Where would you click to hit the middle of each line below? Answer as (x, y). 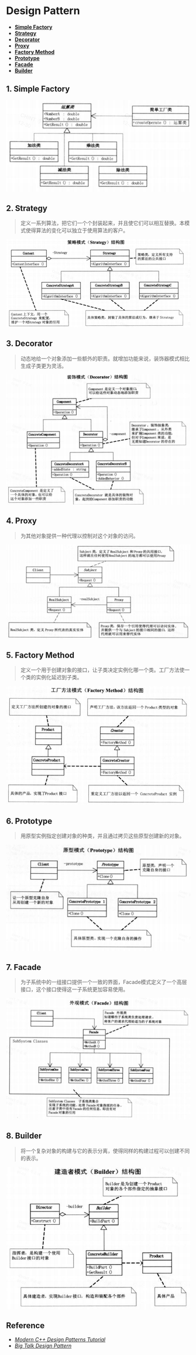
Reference (25, 1325)
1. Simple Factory (38, 89)
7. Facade (24, 967)
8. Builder (24, 1136)
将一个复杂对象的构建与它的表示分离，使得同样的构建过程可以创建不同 (105, 1150)
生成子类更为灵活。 (44, 366)
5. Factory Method (40, 655)
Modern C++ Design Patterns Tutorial (60, 1340)
